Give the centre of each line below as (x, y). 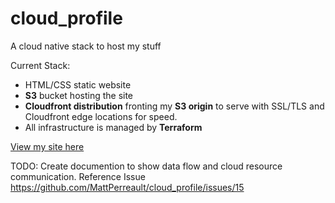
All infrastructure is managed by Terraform (113, 127)
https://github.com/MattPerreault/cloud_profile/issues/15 (127, 187)
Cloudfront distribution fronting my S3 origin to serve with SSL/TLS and (174, 106)
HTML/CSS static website (78, 84)
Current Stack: (40, 65)
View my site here (47, 146)
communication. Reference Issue (78, 176)
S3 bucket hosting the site (79, 95)
